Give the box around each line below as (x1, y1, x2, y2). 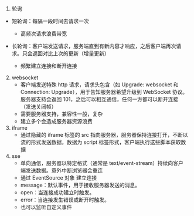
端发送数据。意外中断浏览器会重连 (20, 167, 103, 174)
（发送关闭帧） (20, 103, 57, 110)
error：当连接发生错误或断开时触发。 (20, 196, 110, 203)
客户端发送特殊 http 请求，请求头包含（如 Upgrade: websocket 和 (20, 81, 179, 88)
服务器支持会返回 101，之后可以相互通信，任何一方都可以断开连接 (20, 96, 179, 103)
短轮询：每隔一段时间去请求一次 (11, 18, 89, 25)
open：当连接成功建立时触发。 (20, 189, 95, 195)
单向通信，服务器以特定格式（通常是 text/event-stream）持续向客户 (20, 160, 183, 166)
